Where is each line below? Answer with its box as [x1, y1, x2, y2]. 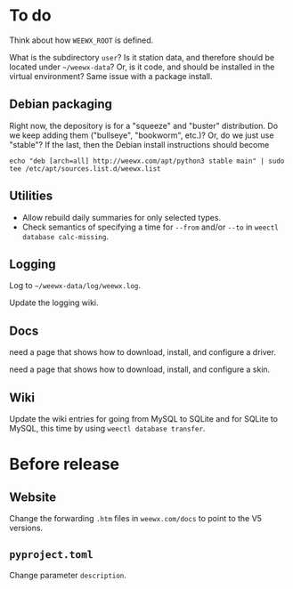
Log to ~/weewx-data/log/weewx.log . [9, 280, 141, 291]
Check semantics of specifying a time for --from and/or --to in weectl [21, 222, 279, 232]
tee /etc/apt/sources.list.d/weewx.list [9, 164, 162, 173]
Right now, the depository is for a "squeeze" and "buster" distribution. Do [9, 120, 279, 131]
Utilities [9, 189, 53, 204]
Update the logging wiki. [9, 297, 100, 308]
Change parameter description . [9, 569, 127, 580]
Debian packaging [9, 97, 113, 112]
